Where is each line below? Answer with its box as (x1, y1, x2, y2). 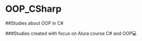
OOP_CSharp (5, 3, 62, 15)
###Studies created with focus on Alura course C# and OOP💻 (5, 30, 137, 36)
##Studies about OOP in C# (5, 20, 64, 26)
